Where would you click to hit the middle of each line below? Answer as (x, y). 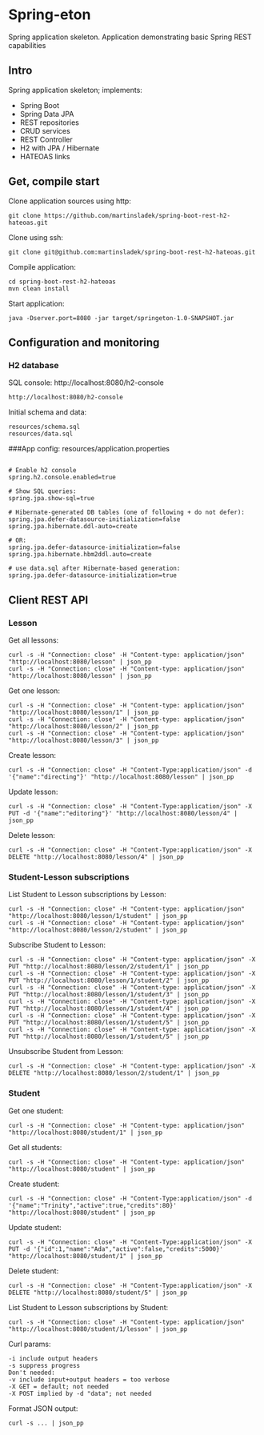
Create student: (34, 1184)
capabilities (27, 45)
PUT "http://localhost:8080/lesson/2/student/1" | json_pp (109, 967)
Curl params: (30, 1344)
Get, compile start (54, 182)
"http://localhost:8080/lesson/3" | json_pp (84, 740)
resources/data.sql (41, 434)
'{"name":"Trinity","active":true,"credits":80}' (93, 1205)
